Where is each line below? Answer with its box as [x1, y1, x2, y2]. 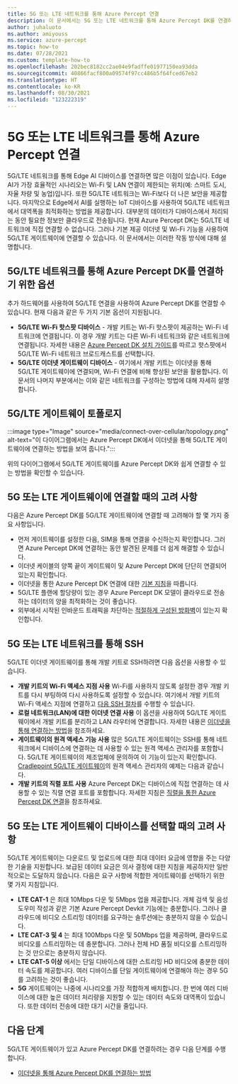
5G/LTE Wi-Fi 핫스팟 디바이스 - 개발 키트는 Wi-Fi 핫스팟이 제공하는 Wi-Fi [17, 322, 221, 331]
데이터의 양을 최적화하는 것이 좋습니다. [30, 597, 137, 606]
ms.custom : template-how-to [7, 57, 91, 64]
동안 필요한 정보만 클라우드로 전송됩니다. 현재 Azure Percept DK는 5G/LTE [14, 216, 222, 224]
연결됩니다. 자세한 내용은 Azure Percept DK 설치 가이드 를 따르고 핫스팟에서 [17, 340, 227, 349]
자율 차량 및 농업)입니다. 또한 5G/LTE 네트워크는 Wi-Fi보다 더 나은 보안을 [7, 189, 209, 197]
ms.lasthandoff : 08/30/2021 [7, 89, 91, 97]
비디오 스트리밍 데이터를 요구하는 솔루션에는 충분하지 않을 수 [42, 913, 209, 921]
